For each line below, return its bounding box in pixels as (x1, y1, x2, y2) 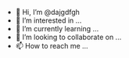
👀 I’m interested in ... (15, 16, 82, 25)
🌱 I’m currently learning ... (15, 24, 99, 33)
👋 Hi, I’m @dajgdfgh (15, 8, 81, 16)
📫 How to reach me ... (15, 42, 88, 50)
